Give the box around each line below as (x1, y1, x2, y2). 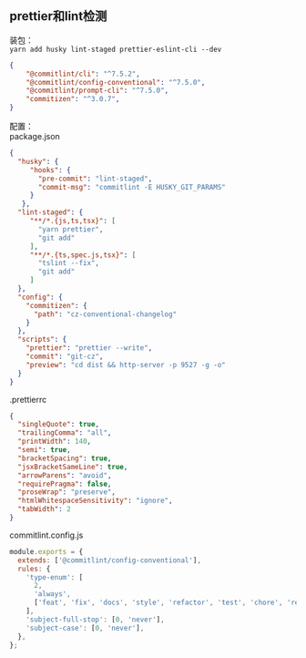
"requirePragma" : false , (17, 479, 112, 488)
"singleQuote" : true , (17, 420, 100, 429)
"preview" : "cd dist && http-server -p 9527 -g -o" (25, 360, 226, 369)
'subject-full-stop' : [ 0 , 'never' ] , (25, 614, 166, 624)
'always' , (33, 590, 71, 599)
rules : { (17, 564, 51, 573)
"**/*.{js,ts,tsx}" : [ (29, 217, 117, 226)
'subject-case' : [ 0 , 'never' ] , (25, 623, 145, 632)
